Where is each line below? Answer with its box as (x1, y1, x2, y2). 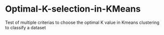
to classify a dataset (5, 24, 46, 30)
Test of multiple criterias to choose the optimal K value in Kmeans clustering (5, 19, 160, 25)
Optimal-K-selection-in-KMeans (5, 3, 141, 15)
